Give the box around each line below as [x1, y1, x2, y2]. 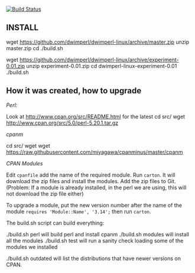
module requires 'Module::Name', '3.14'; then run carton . [6, 207, 152, 215]
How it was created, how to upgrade [6, 86, 142, 96]
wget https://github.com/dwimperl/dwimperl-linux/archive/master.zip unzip [6, 38, 190, 45]
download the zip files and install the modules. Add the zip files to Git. [6, 177, 176, 184]
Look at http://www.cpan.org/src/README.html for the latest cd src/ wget [6, 113, 185, 120]
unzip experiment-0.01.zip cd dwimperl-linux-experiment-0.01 [26, 62, 177, 69]
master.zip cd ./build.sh [6, 44, 63, 51]
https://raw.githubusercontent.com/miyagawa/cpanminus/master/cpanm [6, 148, 183, 155]
